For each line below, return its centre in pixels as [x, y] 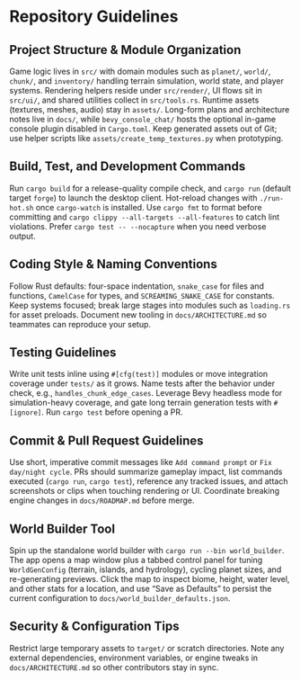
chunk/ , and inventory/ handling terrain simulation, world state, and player [147, 81]
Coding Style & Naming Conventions [113, 264]
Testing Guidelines [63, 353]
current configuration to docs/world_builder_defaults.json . [120, 598]
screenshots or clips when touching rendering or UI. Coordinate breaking [145, 491]
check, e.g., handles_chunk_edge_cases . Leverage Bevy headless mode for [146, 393]
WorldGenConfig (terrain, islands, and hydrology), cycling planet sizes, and [146, 569]
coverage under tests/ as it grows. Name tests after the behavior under [142, 383]
